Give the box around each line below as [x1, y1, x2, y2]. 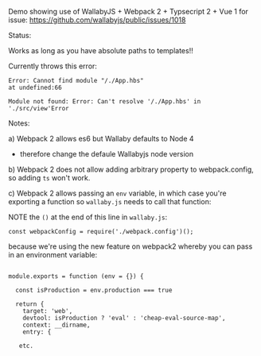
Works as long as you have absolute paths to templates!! [8, 46, 193, 55]
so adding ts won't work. [8, 173, 91, 182]
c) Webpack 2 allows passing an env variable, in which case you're [8, 188, 227, 198]
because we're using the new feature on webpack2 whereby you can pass [8, 242, 253, 251]
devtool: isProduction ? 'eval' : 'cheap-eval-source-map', [22, 314, 226, 322]
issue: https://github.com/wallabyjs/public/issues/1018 [8, 15, 186, 25]
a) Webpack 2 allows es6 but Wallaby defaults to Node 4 [8, 134, 194, 143]
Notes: [8, 118, 30, 128]
